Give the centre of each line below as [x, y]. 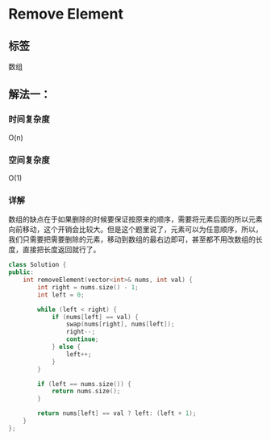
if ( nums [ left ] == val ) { [95, 317]
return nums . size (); [86, 392]
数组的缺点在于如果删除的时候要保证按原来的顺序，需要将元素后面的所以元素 [135, 219]
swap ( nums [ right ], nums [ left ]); [120, 324]
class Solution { [38, 265]
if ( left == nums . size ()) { [84, 384]
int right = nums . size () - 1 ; [88, 287]
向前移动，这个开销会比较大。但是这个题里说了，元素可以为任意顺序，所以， [135, 230]
